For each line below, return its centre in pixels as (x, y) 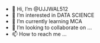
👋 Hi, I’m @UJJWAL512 (40, 9)
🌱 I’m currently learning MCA (47, 21)
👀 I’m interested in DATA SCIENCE (53, 15)
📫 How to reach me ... (39, 34)
